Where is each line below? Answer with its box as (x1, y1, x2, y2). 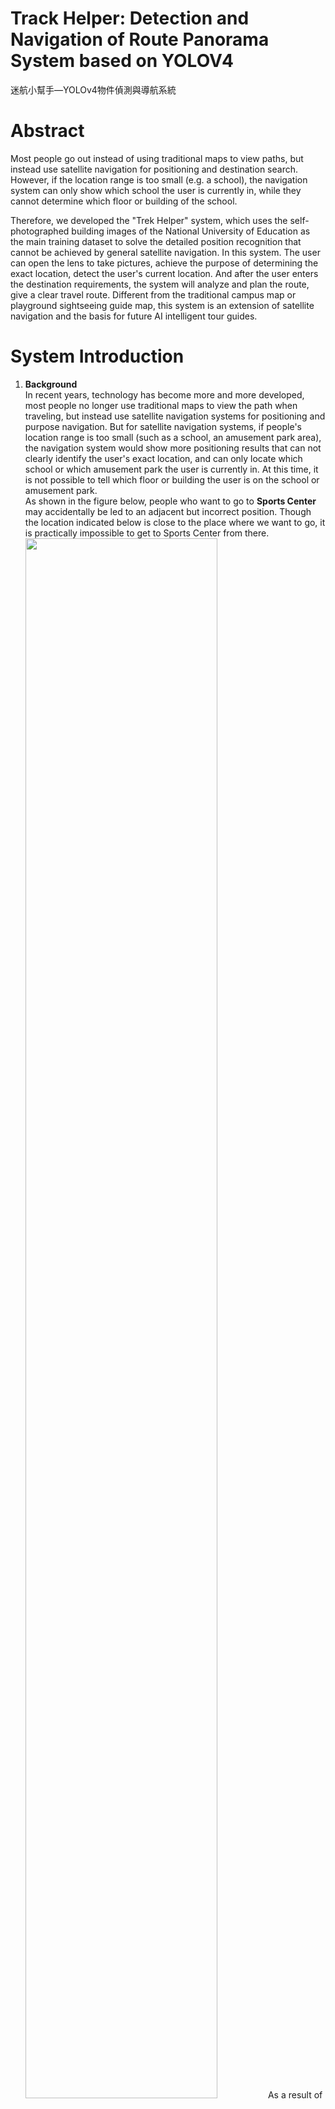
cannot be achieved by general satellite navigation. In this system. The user (10, 246, 321, 258)
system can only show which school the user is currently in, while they (10, 184, 302, 196)
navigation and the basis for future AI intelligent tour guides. (10, 310, 258, 322)
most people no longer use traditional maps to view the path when (24, 399, 298, 411)
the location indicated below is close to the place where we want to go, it (24, 516, 326, 528)
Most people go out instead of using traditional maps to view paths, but (10, 152, 304, 164)
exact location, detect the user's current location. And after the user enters (10, 267, 319, 279)
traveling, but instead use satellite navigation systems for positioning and (24, 410, 326, 422)
